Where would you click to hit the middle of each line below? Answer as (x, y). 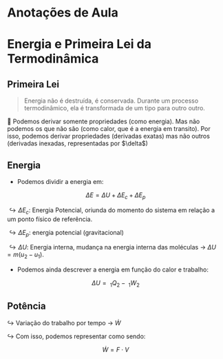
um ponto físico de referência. (50, 219)
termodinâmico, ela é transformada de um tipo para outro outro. (114, 108)
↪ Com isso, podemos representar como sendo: (76, 336)
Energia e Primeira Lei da (79, 44)
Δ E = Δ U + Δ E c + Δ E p (116, 196)
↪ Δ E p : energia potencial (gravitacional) (66, 233)
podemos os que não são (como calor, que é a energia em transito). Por (109, 129)
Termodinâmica (53, 59)
